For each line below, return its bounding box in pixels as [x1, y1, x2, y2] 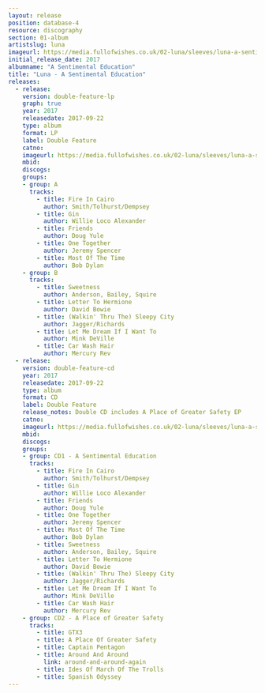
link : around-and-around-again [43, 657, 147, 666]
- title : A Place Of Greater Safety [36, 636, 157, 644]
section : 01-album [8, 33, 69, 42]
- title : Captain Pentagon [36, 643, 125, 652]
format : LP [22, 129, 58, 137]
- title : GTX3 [36, 629, 83, 637]
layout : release [8, 11, 62, 20]
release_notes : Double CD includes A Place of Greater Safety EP [22, 409, 242, 416]
